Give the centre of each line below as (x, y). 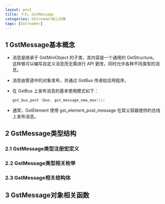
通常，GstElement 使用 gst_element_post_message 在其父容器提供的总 (84, 110)
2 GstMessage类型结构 (41, 134)
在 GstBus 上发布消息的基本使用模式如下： (55, 91)
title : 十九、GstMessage (30, 14)
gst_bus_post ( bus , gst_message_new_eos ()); (59, 100)
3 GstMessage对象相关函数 (47, 195)
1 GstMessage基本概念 (40, 45)
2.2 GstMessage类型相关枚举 (40, 163)
